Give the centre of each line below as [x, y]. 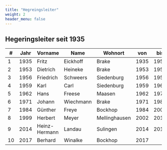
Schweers [76, 77]
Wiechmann [78, 102]
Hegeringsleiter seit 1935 [45, 39]
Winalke [73, 141]
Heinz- [45, 126]
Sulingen [107, 129]
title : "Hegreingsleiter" [32, 10]
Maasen [106, 94]
